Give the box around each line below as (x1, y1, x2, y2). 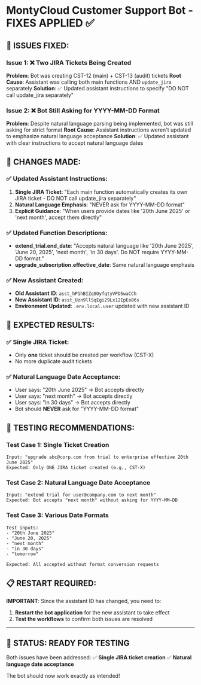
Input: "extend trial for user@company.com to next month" (6, 492, 157, 498)
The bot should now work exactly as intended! (6, 672, 120, 680)
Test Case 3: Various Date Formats (6, 511, 109, 519)
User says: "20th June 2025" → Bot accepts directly (14, 386, 145, 394)
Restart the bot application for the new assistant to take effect (14, 608, 170, 616)
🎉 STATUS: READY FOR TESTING (6, 638, 130, 648)
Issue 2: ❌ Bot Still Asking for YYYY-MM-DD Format (6, 106, 160, 114)
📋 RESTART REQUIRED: (6, 579, 97, 589)
